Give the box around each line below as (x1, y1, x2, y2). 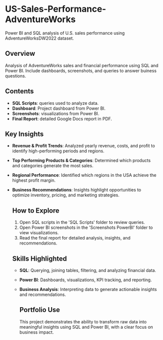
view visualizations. (19, 230, 59, 236)
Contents (5, 87, 34, 96)
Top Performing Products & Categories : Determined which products (12, 158, 151, 164)
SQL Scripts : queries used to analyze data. (12, 100, 99, 106)
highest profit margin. (12, 177, 56, 183)
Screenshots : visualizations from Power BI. (12, 110, 100, 116)
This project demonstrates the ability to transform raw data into (19, 318, 147, 324)
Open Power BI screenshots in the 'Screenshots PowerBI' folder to (19, 224, 153, 231)
